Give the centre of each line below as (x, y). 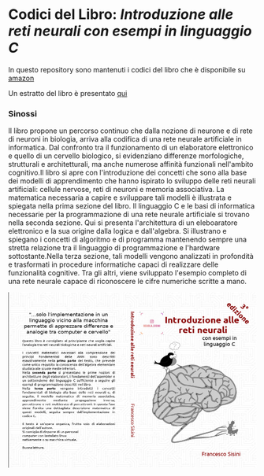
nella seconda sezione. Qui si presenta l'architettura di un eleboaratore (123, 223)
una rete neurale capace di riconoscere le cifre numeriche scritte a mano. (127, 282)
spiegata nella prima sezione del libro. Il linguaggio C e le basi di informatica (132, 206)
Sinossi (23, 113)
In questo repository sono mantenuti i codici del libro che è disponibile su (127, 69)
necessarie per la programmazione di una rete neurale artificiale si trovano (129, 215)
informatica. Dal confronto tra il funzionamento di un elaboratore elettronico (131, 148)
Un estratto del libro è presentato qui (68, 93)
